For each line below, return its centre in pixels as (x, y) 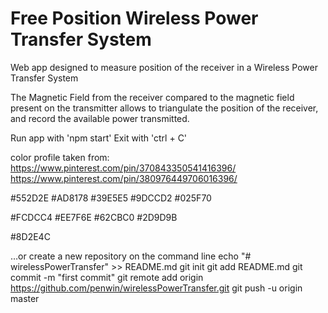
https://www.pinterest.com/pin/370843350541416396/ (123, 168)
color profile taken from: (60, 157)
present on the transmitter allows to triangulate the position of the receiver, (164, 108)
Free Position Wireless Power (134, 18)
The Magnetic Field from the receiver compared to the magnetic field (152, 97)
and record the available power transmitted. (100, 118)
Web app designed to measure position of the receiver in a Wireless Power (164, 67)
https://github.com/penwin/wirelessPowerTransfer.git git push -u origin (156, 288)
